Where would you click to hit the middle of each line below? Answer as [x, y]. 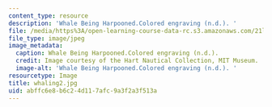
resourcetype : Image [43, 76]
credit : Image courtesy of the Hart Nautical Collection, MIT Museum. [137, 61]
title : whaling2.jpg [43, 83]
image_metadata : [36, 46]
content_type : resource [49, 16]
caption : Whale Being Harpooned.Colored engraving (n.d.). [117, 53]
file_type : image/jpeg [47, 38]
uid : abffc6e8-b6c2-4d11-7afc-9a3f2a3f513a [83, 91]
